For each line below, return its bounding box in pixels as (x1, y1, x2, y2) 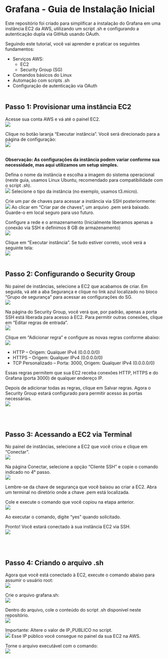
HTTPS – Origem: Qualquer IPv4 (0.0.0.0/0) (12, 354, 103, 360)
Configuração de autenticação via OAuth (12, 82, 97, 89)
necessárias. (5, 395, 32, 402)
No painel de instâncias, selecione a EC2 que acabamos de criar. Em (5, 283, 148, 289)
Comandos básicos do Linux (12, 72, 72, 78)
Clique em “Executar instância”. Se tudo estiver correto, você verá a (5, 239, 146, 245)
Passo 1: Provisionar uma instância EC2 (5, 102, 132, 112)
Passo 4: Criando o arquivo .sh (5, 559, 104, 567)
